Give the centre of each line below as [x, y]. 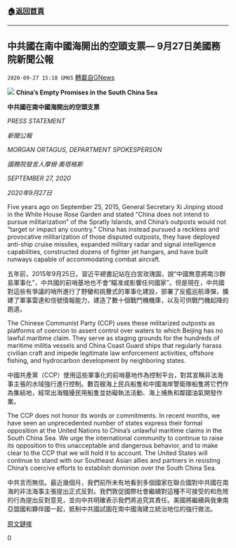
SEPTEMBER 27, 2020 [39, 178]
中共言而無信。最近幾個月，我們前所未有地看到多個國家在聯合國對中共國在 [115, 482]
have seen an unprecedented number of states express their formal [105, 423]
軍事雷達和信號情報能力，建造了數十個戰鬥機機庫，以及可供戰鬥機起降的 [124, 300]
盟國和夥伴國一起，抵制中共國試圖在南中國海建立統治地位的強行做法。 [114, 509]
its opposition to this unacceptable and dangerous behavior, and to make [113, 446]
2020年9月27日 [30, 193]
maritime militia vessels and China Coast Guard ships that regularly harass [115, 346]
